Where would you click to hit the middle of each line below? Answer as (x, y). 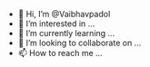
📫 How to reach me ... (60, 53)
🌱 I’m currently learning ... (66, 33)
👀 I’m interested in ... (56, 24)
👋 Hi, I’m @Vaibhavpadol (64, 14)
